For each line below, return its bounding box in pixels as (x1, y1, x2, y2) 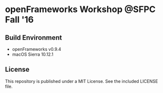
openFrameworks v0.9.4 (12, 46, 62, 52)
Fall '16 (5, 14, 34, 25)
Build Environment (5, 33, 62, 42)
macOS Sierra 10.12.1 (12, 51, 54, 57)
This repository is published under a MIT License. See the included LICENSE (5, 78, 158, 84)
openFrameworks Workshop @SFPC (5, 4, 156, 15)
